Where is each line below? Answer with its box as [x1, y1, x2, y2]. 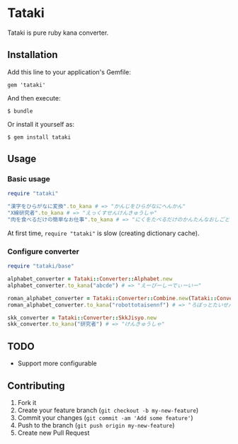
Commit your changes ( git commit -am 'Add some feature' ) [17, 413, 193, 422]
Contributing [7, 380, 65, 392]
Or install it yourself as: [7, 120, 74, 128]
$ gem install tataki [7, 133, 72, 141]
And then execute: [7, 93, 61, 102]
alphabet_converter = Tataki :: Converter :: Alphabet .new [7, 275, 173, 283]
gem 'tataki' [7, 81, 46, 89]
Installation [7, 49, 58, 61]
